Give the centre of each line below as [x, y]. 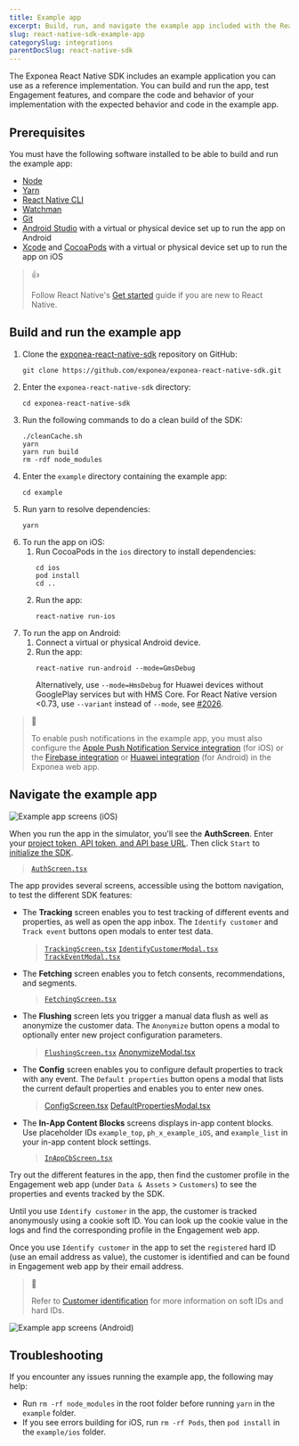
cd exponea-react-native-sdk [76, 403]
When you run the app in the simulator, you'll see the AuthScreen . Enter [141, 833]
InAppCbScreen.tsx [78, 1158]
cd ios [48, 567]
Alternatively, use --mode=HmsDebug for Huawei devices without [149, 684]
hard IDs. [48, 1310]
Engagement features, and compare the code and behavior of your [132, 95]
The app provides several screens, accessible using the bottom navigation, [147, 885]
